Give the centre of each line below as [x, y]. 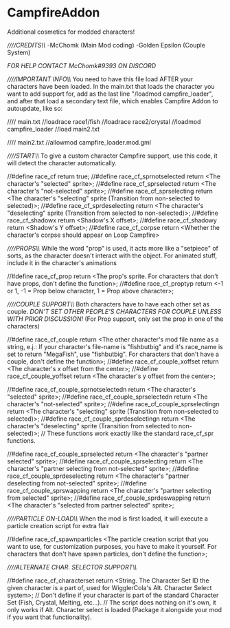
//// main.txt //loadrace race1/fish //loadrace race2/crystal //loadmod [104, 121]
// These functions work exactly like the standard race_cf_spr [127, 433]
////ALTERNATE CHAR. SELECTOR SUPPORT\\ [72, 567]
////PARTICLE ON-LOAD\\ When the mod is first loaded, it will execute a [107, 519]
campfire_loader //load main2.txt [54, 129]
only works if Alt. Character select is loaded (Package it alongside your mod [114, 609]
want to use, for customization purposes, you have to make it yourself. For [112, 546]
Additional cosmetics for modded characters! [71, 32]
